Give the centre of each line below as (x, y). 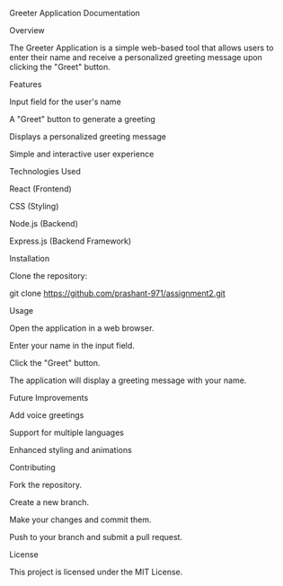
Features (26, 84)
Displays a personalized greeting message (88, 137)
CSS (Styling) (34, 206)
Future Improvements (49, 398)
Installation (30, 258)
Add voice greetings (47, 415)
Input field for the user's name (65, 102)
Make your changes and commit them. (80, 519)
